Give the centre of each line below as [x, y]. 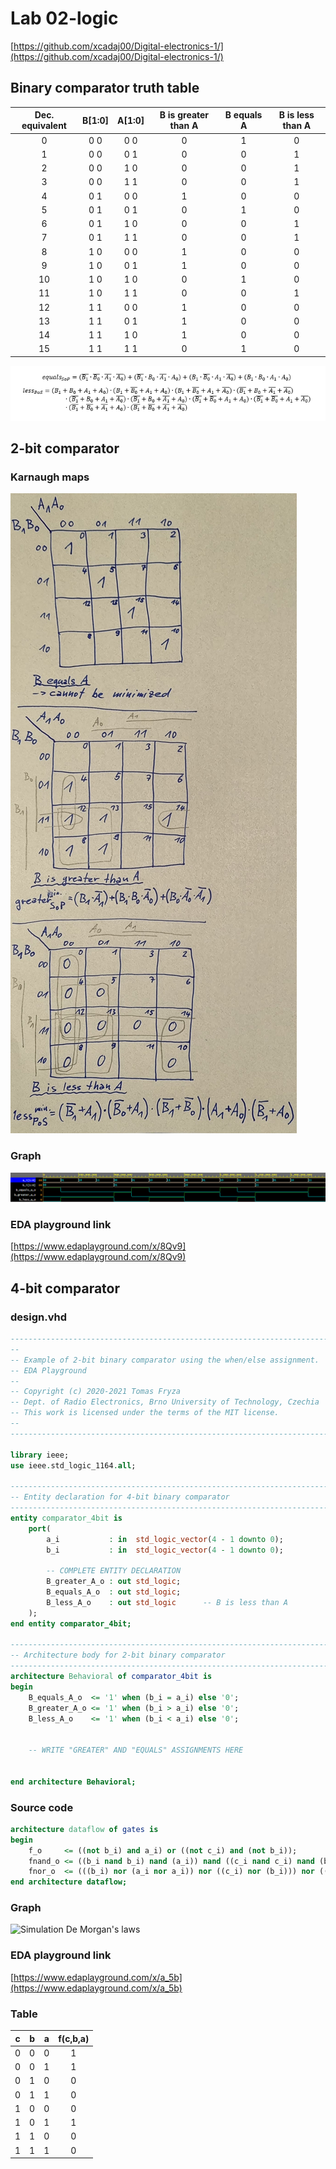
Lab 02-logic [64, 18]
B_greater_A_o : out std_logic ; [114, 1582]
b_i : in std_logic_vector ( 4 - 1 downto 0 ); [165, 1550]
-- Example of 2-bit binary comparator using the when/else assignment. [165, 1360]
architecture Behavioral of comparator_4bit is [111, 1677]
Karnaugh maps [50, 477]
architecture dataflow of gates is [84, 1829]
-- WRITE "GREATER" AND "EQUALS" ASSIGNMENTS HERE [136, 1750]
